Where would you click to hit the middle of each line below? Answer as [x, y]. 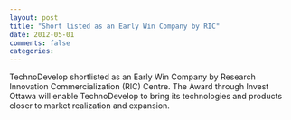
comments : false [40, 43]
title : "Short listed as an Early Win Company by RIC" [115, 26]
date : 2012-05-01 [42, 34]
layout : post [34, 18]
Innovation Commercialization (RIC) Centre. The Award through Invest [139, 87]
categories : [32, 51]
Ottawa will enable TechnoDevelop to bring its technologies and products [146, 97]
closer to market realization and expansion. [89, 106]
